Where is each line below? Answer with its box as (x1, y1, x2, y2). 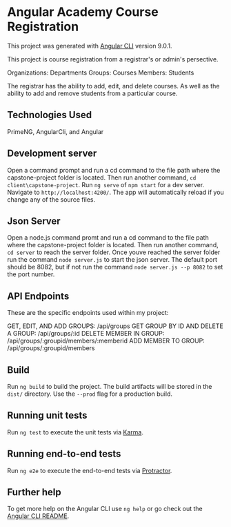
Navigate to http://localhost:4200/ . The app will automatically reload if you (7, 188, 224, 196)
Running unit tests (7, 410, 88, 421)
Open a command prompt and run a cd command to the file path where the (7, 166, 221, 174)
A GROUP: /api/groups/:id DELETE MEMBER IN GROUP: (7, 329, 165, 338)
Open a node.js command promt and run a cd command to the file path (7, 233, 209, 242)
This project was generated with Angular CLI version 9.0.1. (7, 41, 172, 50)
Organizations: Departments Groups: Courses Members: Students (7, 68, 194, 77)
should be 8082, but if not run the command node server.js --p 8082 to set (7, 263, 223, 271)
